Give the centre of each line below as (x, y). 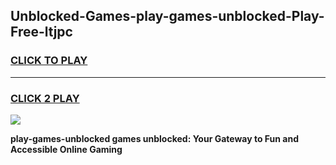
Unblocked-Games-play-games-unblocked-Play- (167, 16)
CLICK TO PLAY (49, 61)
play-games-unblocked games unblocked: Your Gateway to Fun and (155, 138)
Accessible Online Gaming (66, 149)
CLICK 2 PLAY (45, 98)
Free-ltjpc (41, 32)
